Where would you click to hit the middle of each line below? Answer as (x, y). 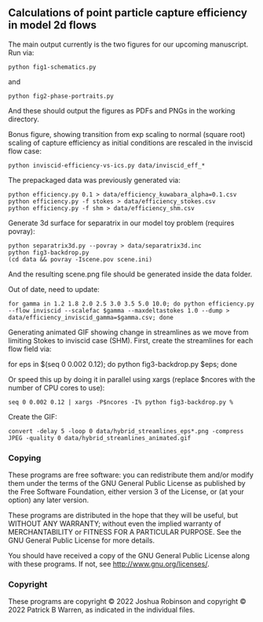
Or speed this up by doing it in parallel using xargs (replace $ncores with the (132, 379)
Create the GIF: (33, 417)
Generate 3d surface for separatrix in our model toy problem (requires (121, 223)
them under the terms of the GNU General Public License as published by (127, 483)
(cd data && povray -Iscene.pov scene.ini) (80, 259)
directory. (24, 119)
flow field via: (30, 349)
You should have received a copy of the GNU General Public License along (129, 556)
